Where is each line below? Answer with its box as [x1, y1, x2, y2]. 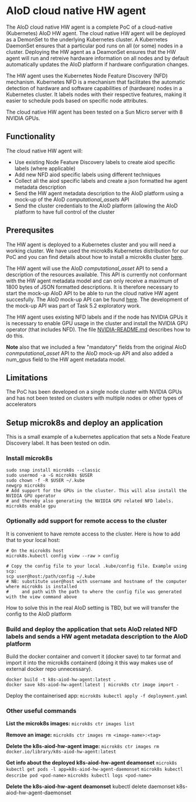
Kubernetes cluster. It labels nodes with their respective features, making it [6, 91, 187, 98]
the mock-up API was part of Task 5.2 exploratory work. [6, 302, 142, 309]
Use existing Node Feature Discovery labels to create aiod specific [14, 158, 176, 165]
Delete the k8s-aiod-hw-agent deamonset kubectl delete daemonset [6, 783, 176, 790]
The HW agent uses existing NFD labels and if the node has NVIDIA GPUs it [6, 313, 188, 320]
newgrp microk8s [6, 483, 46, 489]
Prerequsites [6, 226, 54, 236]
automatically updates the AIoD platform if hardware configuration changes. [6, 60, 189, 68]
